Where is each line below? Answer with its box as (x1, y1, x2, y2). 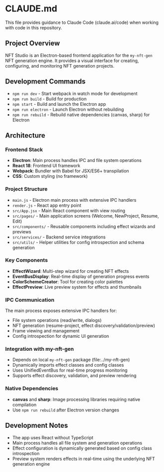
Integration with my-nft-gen (5, 346, 74, 353)
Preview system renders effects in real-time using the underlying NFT (12, 456, 155, 462)
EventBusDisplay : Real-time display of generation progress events (12, 273, 150, 279)
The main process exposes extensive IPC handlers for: (5, 308, 117, 314)
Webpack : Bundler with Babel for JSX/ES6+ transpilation (12, 168, 129, 174)
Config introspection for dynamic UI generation (12, 333, 109, 339)
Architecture (5, 131, 46, 140)
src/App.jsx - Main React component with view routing (12, 207, 126, 214)
